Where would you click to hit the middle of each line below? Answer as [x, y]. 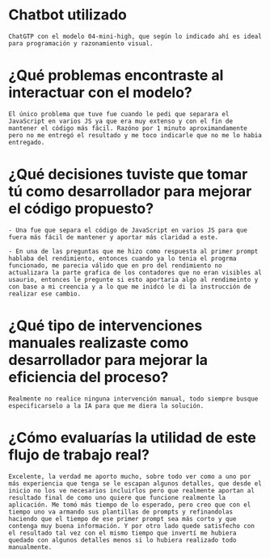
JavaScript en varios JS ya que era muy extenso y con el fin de [120, 121]
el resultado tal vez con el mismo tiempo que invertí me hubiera [122, 533]
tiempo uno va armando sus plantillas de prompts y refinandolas [120, 512]
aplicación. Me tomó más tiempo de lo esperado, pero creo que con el [130, 505]
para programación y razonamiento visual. [81, 43]
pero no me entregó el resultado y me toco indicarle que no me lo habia [135, 135]
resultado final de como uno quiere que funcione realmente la [117, 497]
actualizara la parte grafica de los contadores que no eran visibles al [135, 272]
